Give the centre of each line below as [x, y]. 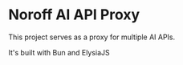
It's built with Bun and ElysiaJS [59, 52]
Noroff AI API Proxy [74, 15]
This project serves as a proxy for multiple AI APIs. [92, 37]
